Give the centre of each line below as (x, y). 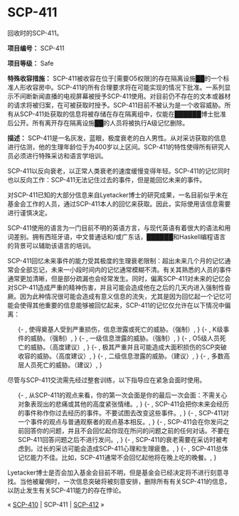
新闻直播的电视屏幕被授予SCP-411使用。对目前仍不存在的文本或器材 (131, 96)
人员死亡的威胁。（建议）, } (63, 364)
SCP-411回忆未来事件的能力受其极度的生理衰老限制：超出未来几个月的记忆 (116, 260)
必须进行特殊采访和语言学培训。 (60, 156)
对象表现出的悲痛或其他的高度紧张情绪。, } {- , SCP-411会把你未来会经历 (123, 404)
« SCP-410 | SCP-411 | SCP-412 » (56, 504)
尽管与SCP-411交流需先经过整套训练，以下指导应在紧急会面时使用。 (107, 380)
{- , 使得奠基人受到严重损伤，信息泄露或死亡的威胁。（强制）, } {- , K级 (120, 329)
